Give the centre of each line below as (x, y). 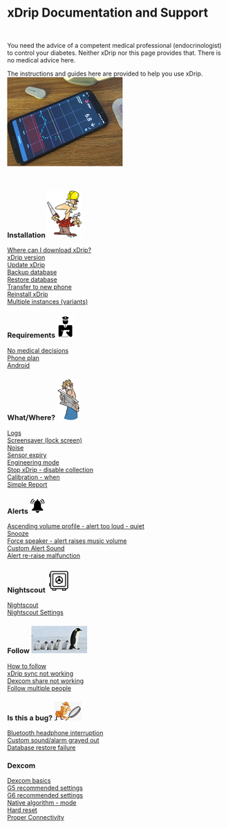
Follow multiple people (39, 688)
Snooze (18, 534)
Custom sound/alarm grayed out (53, 741)
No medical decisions (38, 350)
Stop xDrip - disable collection (50, 469)
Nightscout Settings (35, 612)
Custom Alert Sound (36, 549)
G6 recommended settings (45, 795)
